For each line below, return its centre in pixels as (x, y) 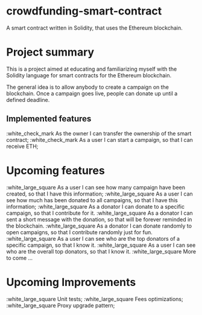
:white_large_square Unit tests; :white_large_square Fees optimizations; (95, 299)
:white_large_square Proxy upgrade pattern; (61, 305)
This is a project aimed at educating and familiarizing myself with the (92, 69)
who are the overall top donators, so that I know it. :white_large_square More (101, 251)
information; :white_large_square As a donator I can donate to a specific (96, 206)
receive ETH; (22, 146)
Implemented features (49, 119)
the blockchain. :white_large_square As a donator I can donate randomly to (99, 226)
